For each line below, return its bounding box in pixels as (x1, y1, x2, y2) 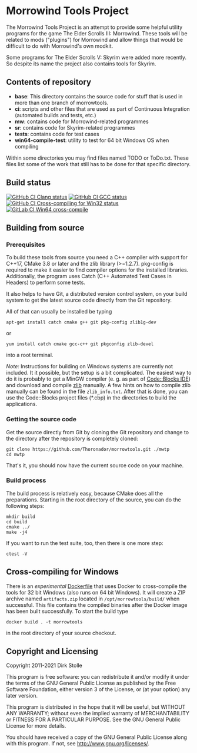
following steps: (6, 502, 45, 509)
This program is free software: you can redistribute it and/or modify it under (6, 673, 189, 681)
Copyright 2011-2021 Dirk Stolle (6, 662, 82, 669)
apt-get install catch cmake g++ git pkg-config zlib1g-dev (6, 319, 157, 325)
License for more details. (6, 722, 66, 729)
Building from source (6, 223, 85, 233)
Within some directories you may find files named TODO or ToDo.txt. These (6, 154, 189, 161)
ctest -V (6, 551, 28, 557)
